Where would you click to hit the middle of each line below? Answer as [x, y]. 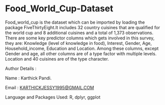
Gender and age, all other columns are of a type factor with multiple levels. [81, 53]
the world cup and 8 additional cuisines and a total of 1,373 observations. [79, 33]
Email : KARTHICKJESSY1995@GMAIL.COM [50, 87]
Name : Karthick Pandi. [28, 78]
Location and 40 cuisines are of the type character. [57, 59]
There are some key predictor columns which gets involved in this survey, [80, 38]
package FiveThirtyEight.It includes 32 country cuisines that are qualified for [82, 27]
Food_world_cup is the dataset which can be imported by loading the [75, 22]
